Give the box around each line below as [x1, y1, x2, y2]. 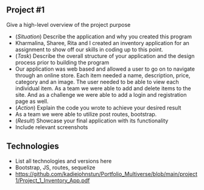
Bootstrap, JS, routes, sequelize [15, 164, 96, 171]
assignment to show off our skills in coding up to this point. [15, 46, 163, 53]
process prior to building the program [15, 58, 110, 66]
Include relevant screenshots [15, 123, 88, 130]
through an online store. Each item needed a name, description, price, [15, 71, 191, 79]
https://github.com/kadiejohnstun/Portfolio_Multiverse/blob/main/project [15, 170, 198, 177]
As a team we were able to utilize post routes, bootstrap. [15, 110, 157, 118]
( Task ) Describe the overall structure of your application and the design [15, 52, 195, 60]
